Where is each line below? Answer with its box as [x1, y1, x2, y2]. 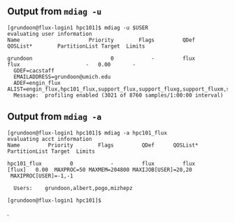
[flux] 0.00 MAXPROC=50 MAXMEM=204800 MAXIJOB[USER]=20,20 [7, 166, 192, 173]
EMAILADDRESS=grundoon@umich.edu [13, 73, 111, 80]
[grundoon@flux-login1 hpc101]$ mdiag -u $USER [7, 24, 149, 31]
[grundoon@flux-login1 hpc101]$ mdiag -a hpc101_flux [7, 129, 168, 136]
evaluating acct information [7, 135, 92, 142]
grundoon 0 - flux [7, 55, 196, 62]
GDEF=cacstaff [13, 67, 55, 74]
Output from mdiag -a [7, 111, 102, 123]
